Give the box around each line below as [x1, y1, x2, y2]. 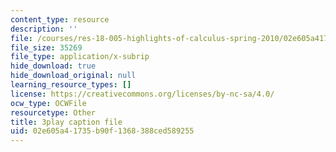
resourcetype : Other [10, 107, 97, 118]
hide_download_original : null [10, 71, 137, 81]
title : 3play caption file [10, 117, 123, 127]
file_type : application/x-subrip [10, 52, 150, 62]
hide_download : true [10, 61, 97, 71]
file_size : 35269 [10, 42, 83, 53]
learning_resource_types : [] [10, 80, 132, 90]
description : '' [10, 24, 78, 34]
